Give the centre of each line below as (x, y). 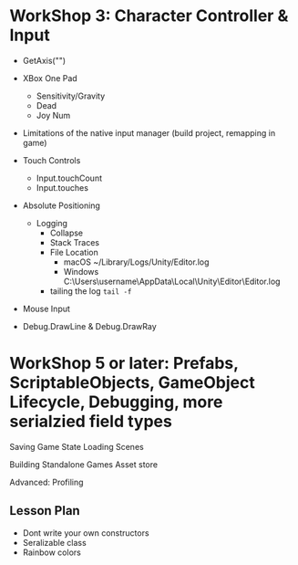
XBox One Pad (50, 78)
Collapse (67, 233)
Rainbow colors (52, 552)
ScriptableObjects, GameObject (132, 383)
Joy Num (53, 115)
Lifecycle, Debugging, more (116, 402)
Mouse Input (46, 309)
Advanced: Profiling (46, 482)
